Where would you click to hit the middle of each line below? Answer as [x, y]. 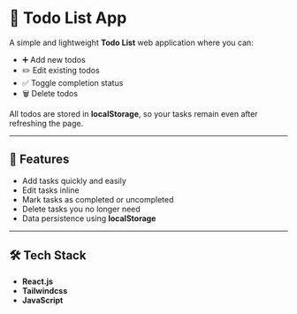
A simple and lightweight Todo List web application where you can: [131, 42]
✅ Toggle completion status [72, 82]
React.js [38, 281]
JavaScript [42, 300]
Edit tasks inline [50, 190]
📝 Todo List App [68, 18]
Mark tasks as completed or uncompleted [98, 199]
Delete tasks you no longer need [81, 209]
